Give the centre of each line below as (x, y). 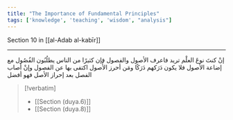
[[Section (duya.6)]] (63, 101)
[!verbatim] (40, 88)
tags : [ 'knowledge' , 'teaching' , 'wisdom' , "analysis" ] (89, 20)
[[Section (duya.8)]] (63, 109)
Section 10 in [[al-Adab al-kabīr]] (54, 40)
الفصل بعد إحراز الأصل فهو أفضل (50, 74)
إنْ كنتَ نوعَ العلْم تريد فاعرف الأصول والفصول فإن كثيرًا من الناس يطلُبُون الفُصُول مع (116, 60)
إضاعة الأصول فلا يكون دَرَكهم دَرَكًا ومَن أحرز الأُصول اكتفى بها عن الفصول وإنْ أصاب (114, 67)
